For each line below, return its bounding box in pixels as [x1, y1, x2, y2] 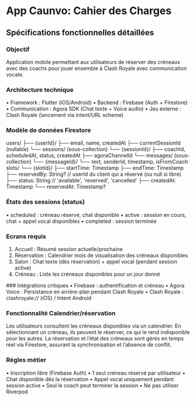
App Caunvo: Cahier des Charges [6, 4, 172, 18]
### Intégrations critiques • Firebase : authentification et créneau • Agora [6, 282, 185, 289]
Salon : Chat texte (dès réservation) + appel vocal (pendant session [14, 258, 177, 265]
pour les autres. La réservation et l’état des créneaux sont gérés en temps [6, 335, 184, 342]
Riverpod [6, 388, 28, 395]
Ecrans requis [6, 232, 46, 240]
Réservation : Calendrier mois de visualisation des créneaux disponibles [14, 252, 188, 259]
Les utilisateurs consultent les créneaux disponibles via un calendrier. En [6, 322, 181, 330]
